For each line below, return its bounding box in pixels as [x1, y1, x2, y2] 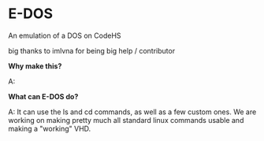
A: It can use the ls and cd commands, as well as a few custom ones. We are [8, 107, 257, 117]
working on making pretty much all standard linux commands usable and [8, 115, 244, 124]
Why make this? [8, 61, 62, 71]
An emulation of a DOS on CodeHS [8, 31, 121, 40]
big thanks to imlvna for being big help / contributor [8, 46, 176, 55]
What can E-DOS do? [8, 91, 79, 101]
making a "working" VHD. [8, 124, 91, 133]
